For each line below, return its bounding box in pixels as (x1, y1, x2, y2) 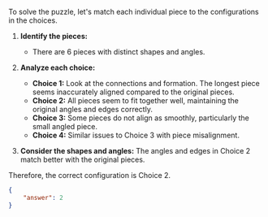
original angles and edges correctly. (32, 105, 153, 114)
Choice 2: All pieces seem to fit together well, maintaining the (32, 96, 240, 105)
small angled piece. (32, 122, 97, 131)
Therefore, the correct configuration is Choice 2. (8, 171, 171, 180)
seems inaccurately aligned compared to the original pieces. (32, 87, 235, 97)
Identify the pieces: (19, 32, 88, 41)
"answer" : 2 (23, 193, 63, 202)
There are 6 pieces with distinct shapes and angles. (32, 47, 205, 56)
